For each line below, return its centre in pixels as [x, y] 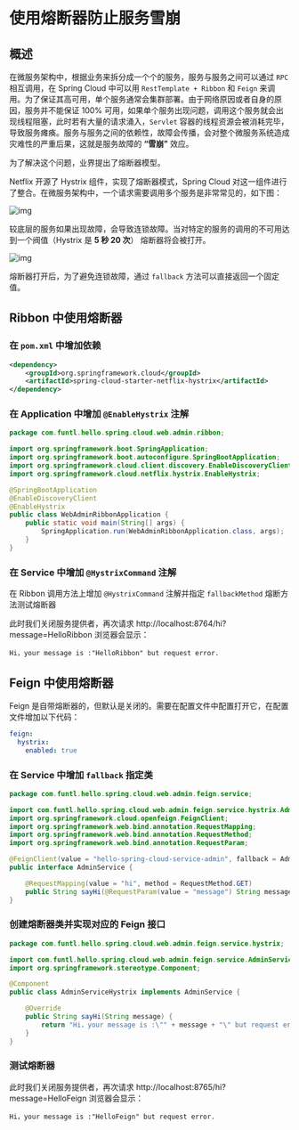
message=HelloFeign [48, 1098]
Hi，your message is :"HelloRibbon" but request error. [114, 654]
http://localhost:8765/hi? [181, 1086]
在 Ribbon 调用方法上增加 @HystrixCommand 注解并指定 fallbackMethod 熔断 [145, 594]
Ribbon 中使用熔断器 [66, 318]
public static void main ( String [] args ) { [105, 523]
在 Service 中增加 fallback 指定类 [81, 775]
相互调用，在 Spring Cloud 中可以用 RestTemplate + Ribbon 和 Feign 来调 [142, 88]
